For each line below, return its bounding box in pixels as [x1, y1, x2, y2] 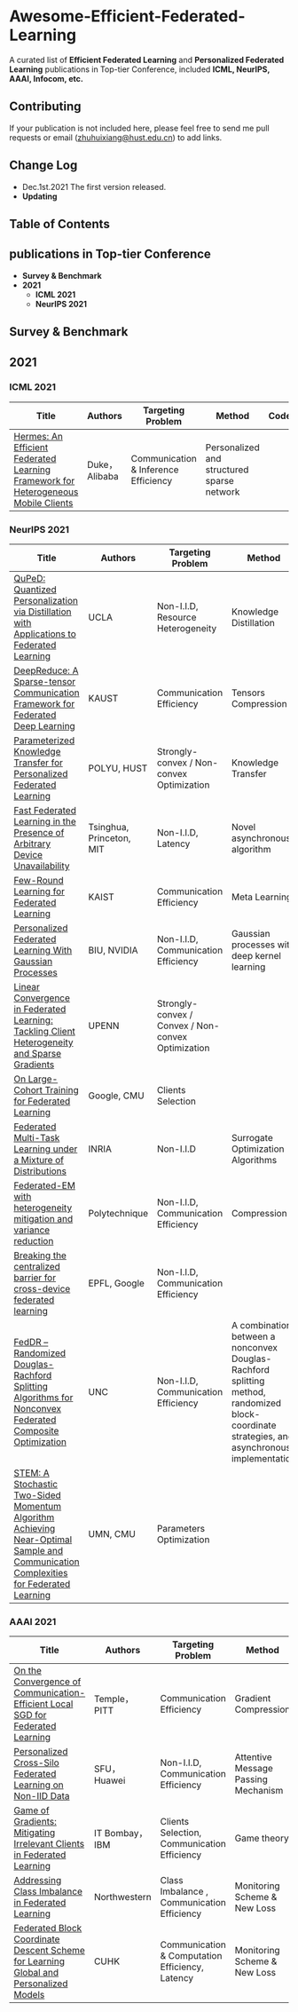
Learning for [13, 885, 65, 898]
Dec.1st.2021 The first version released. [21, 181, 167, 192]
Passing [234, 1773, 269, 1786]
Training [44, 1084, 80, 1097]
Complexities [13, 1567, 68, 1580]
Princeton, [88, 832, 131, 844]
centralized [13, 1261, 60, 1273]
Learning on [13, 1778, 64, 1791]
